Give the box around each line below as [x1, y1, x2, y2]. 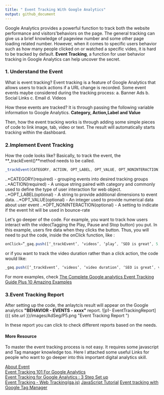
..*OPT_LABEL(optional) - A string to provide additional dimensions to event [5, 191, 158, 197]
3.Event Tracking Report [5, 291, 64, 298]
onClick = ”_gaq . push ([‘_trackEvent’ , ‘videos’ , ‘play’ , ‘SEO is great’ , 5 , [5, 241, 161, 246]
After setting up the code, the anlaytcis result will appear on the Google [5, 302, 149, 308]
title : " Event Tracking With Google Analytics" [5, 7, 106, 12]
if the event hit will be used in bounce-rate [5, 207, 90, 213]
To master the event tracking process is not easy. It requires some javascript [5, 344, 159, 350]
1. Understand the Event [5, 68, 63, 75]
